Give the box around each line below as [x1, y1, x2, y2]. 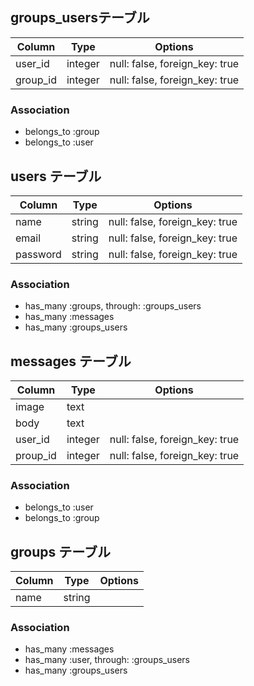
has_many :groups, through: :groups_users [24, 300, 202, 312]
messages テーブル [10, 353, 132, 370]
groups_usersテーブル [10, 9, 150, 27]
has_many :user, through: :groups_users [24, 654, 190, 666]
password [15, 247, 62, 261]
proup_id [15, 449, 57, 463]
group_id [15, 73, 57, 87]
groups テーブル [10, 543, 111, 560]
